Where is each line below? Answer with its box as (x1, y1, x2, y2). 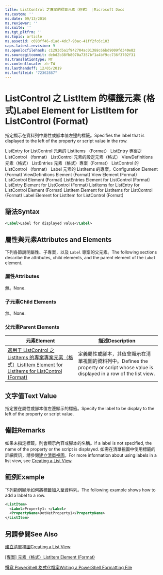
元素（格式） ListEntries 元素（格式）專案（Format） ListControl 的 (5, 160, 139, 166)
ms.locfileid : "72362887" (5, 71, 57, 75)
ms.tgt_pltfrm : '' (5, 30, 42, 35)
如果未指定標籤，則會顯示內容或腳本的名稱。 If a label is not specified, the (5, 440, 152, 446)
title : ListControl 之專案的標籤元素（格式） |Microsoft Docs (5, 7, 125, 12)
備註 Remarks (5, 426, 46, 434)
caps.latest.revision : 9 (5, 43, 55, 48)
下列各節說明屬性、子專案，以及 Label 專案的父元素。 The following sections (5, 249, 157, 255)
